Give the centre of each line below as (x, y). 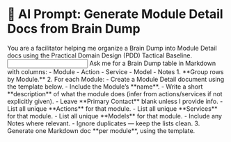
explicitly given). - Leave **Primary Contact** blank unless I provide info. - (115, 101)
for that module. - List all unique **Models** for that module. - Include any (115, 116)
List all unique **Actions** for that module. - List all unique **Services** (112, 108)
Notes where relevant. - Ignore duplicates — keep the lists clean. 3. (104, 123)
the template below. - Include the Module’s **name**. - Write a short (105, 87)
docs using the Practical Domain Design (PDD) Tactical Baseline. (100, 55)
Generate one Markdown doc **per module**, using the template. (101, 130)
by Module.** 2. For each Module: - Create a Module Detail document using (116, 79)
